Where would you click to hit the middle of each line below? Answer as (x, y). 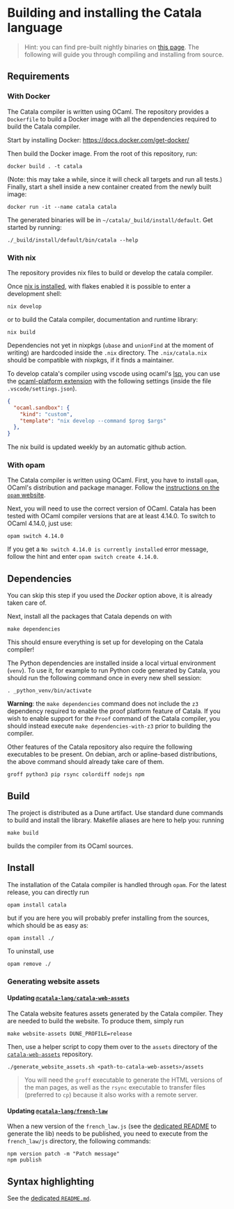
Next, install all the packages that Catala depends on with (89, 617)
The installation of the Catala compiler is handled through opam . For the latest (117, 884)
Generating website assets (54, 981)
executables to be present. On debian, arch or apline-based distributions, (112, 754)
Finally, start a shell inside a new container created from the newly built (109, 186)
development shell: (34, 293)
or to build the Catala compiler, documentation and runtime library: (103, 319)
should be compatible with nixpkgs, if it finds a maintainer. (91, 360)
